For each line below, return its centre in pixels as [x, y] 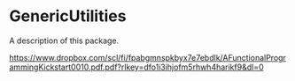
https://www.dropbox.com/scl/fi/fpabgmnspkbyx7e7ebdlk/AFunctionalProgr [147, 57]
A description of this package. [64, 40]
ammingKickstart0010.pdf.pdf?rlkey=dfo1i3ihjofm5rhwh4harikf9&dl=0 [136, 67]
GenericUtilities [68, 16]
